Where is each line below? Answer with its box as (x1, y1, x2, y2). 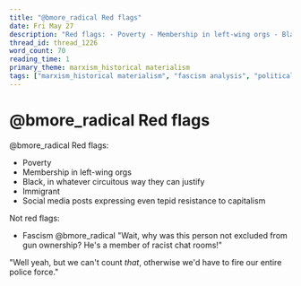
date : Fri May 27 (9, 22, 74, 30)
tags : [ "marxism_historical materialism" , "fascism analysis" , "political (9, 72, 295, 81)
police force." (9, 266, 59, 277)
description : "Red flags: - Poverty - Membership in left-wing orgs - (9, 30, 279, 39)
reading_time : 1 (9, 55, 70, 64)
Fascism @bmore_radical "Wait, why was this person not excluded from (21, 230, 288, 240)
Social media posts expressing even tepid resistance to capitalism (21, 195, 266, 206)
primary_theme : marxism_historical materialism (9, 64, 191, 73)
